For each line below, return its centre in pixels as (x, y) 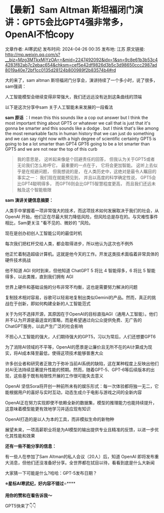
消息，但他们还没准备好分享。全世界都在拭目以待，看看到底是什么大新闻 (82, 463)
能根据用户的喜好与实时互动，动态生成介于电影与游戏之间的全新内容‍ (73, 392)
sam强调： (16, 86)
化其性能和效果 (20, 436)
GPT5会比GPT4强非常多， (75, 22)
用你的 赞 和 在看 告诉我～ (29, 495)
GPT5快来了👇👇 (21, 506)
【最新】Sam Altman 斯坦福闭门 (70, 10)
